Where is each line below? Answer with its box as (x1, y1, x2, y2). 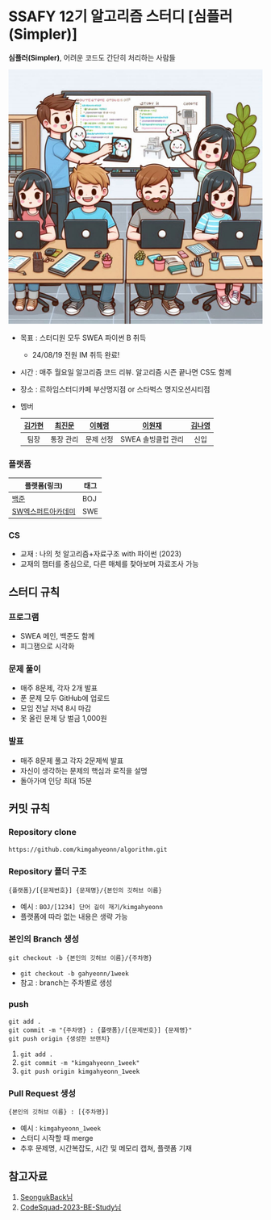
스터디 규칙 (8, 585, 60, 598)
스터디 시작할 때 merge (19, 1134, 94, 1143)
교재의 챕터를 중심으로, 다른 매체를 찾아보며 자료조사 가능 (19, 559, 199, 569)
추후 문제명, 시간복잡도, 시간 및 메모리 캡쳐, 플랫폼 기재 (19, 1143, 192, 1153)
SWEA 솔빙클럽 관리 (120, 434, 184, 444)
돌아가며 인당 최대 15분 (19, 776, 93, 786)
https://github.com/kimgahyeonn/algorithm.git (8, 845, 168, 854)
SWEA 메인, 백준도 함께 (19, 631, 95, 640)
